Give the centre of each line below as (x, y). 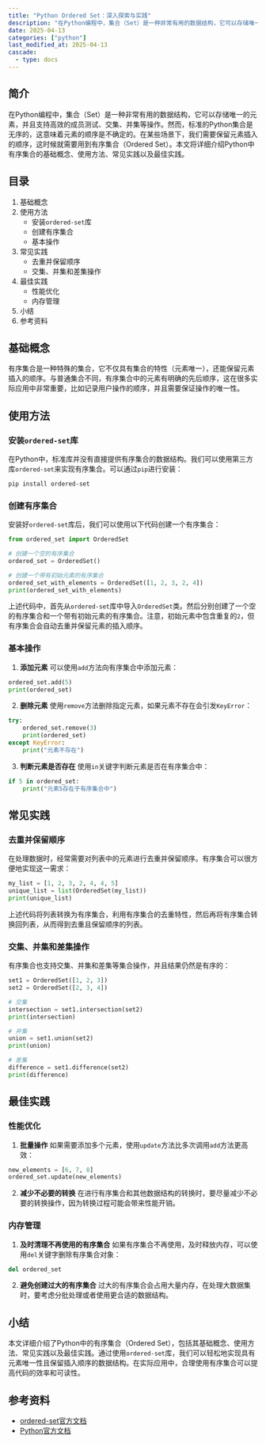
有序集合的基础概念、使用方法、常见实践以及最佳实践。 (98, 154)
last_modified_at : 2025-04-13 (58, 45)
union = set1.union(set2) (51, 1038)
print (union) (30, 1046)
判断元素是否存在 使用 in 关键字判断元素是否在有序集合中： (114, 766)
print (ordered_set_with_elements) (65, 590)
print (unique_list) (40, 899)
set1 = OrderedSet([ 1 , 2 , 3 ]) (58, 980)
